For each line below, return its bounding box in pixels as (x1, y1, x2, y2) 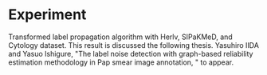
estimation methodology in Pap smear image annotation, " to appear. (8, 57, 234, 67)
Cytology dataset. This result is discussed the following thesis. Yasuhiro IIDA (8, 40, 259, 49)
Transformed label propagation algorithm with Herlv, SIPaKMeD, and (8, 32, 233, 41)
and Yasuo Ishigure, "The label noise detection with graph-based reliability (8, 49, 253, 58)
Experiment (8, 6, 87, 24)
